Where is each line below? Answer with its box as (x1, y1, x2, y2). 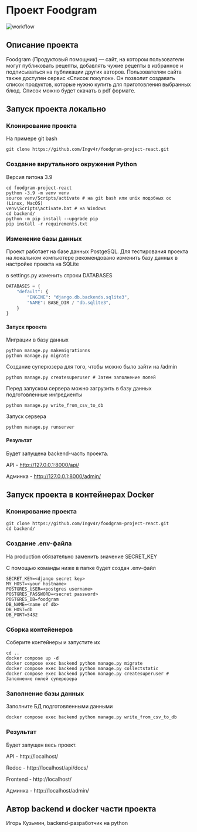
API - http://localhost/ (6, 753, 59, 760)
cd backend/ (6, 210, 35, 217)
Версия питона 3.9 (6, 173, 53, 180)
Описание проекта (6, 40, 79, 50)
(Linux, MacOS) (6, 200, 43, 206)
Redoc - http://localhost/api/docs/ (6, 764, 89, 771)
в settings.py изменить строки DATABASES (6, 272, 113, 279)
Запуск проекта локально (6, 104, 107, 114)
